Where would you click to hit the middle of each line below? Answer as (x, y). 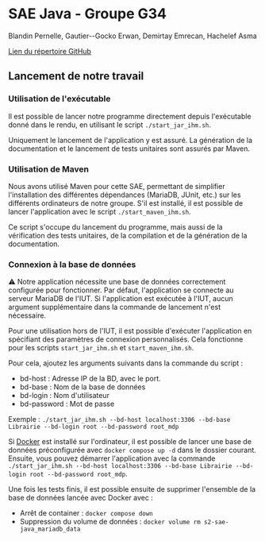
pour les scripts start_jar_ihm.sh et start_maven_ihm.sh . (101, 348)
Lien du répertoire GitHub (50, 51)
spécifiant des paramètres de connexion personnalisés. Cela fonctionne (126, 339)
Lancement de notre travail (76, 76)
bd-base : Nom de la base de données (83, 387)
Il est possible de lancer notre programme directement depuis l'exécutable (130, 116)
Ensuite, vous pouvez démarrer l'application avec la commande (112, 458)
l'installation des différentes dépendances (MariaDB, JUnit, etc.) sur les (125, 195)
